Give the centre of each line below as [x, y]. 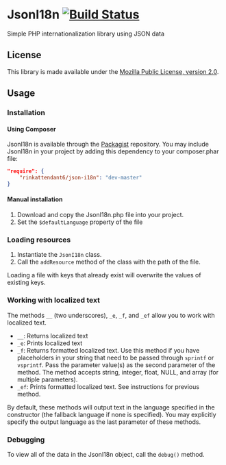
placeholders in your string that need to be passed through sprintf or [115, 357]
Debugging [26, 440]
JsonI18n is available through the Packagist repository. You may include [108, 144]
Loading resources [39, 240]
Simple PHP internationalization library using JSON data [86, 34]
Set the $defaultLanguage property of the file [80, 222]
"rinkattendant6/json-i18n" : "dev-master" [81, 178]
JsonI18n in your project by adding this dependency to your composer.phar [113, 151]
